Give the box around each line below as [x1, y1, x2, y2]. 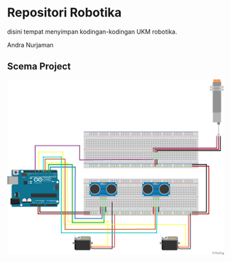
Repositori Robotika [7, 5, 122, 21]
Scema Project [7, 60, 71, 73]
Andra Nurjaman [7, 40, 54, 49]
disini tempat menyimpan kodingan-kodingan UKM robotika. [7, 27, 177, 36]
